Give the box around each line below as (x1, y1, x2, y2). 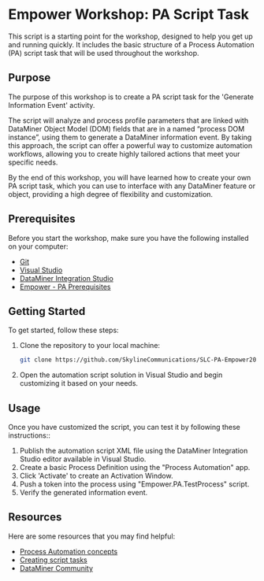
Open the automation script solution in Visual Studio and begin (19, 370, 223, 379)
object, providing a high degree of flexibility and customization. (8, 189, 214, 198)
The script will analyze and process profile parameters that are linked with (8, 116, 249, 125)
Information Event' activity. (8, 100, 95, 109)
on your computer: (8, 242, 69, 251)
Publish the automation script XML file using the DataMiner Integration (19, 446, 248, 456)
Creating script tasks (19, 555, 88, 564)
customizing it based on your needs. (19, 379, 139, 388)
